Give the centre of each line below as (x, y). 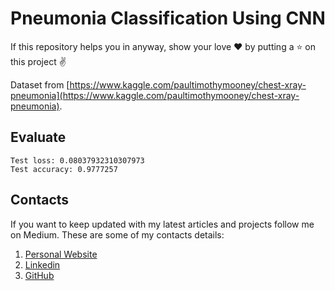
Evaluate (38, 137)
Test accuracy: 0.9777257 (64, 169)
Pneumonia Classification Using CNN (168, 18)
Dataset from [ (40, 84)
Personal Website (61, 254)
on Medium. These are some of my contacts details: (117, 234)
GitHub (39, 275)
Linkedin (42, 264)
